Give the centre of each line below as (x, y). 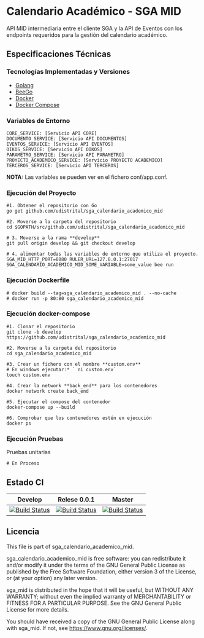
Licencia (23, 532)
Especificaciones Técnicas (59, 54)
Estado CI (25, 482)
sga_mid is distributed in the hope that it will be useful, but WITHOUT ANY (100, 590)
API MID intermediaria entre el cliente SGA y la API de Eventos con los (94, 28)
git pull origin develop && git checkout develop (71, 243)
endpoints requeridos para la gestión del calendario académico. (87, 34)
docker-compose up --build (41, 407)
